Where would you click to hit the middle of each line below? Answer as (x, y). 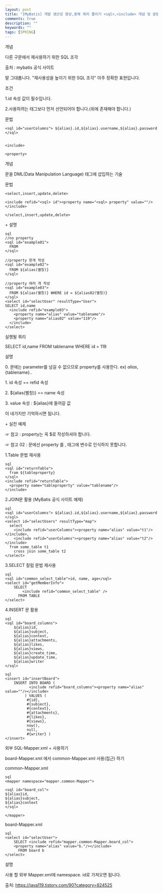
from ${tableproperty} (32, 473)
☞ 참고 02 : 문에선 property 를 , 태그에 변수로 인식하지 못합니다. (66, 445)
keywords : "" (18, 28)
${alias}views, (29, 649)
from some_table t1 (29, 547)
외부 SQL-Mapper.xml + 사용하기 (37, 748)
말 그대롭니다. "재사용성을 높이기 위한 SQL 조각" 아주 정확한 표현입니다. (73, 78)
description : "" (21, 23)
